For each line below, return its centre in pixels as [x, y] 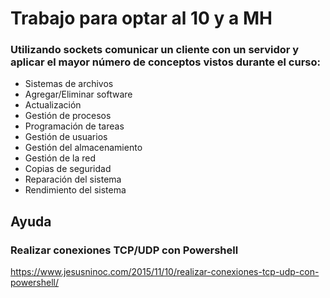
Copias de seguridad [68, 169]
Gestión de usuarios [66, 137]
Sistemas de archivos [69, 84]
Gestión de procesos [68, 116]
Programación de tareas [74, 126]
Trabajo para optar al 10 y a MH [141, 18]
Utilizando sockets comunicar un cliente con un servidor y [155, 50]
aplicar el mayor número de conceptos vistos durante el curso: [165, 62]
